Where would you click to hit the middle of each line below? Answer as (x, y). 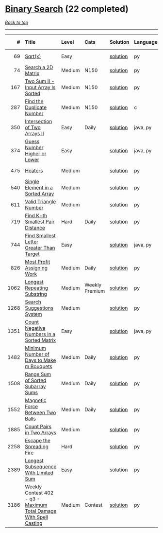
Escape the (38, 440)
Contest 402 (39, 493)
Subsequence (41, 466)
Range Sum (38, 374)
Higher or (36, 153)
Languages (147, 42)
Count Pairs (38, 426)
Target (32, 254)
